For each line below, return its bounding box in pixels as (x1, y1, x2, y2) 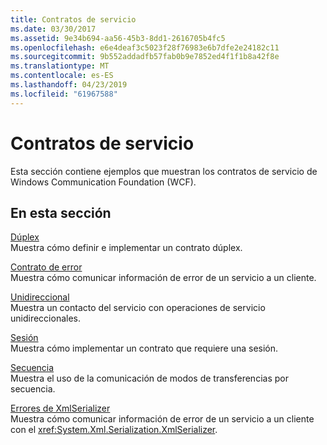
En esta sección (10, 204, 112, 221)
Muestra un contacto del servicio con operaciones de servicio (10, 302, 266, 314)
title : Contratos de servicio (10, 14, 137, 25)
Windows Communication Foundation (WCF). (10, 176, 197, 188)
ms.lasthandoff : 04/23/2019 (10, 80, 128, 90)
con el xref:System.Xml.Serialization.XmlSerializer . (10, 424, 218, 436)
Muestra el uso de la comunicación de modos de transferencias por (10, 372, 289, 385)
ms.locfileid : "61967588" (10, 89, 118, 99)
